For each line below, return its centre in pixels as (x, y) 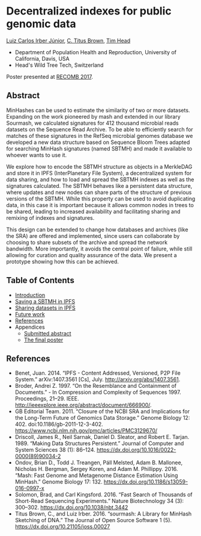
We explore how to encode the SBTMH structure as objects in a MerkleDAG (99, 166)
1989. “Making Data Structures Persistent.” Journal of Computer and (99, 443)
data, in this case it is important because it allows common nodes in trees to (100, 205)
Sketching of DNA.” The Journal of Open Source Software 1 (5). (93, 520)
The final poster (43, 340)
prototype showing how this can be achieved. (62, 261)
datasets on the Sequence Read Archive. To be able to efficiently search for (100, 129)
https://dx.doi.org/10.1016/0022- (136, 450)
